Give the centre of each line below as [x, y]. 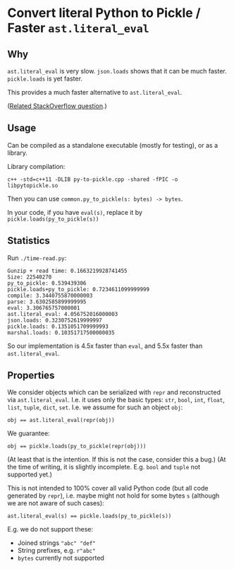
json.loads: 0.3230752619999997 [55, 320]
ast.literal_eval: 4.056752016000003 [63, 314]
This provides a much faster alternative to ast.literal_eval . [95, 92]
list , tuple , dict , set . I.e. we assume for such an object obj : [95, 407]
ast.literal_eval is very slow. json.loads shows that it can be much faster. [117, 71]
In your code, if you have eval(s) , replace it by [75, 212]
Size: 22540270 [30, 277]
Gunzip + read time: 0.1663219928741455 [68, 271]
